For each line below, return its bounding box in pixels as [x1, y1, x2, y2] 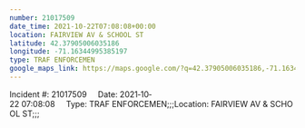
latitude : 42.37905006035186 [9, 38, 120, 48]
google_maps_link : [9, 64, 79, 74]
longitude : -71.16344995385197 [9, 47, 128, 56]
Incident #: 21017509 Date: [9, 88, 118, 100]
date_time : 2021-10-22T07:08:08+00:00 [9, 22, 156, 31]
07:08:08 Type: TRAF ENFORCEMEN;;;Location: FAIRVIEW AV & [21, 98, 269, 109]
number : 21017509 [9, 13, 75, 23]
